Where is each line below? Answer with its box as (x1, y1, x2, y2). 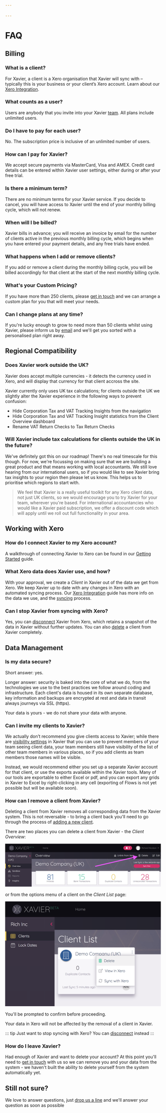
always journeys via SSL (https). (5, 700, 71, 706)
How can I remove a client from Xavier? (5, 798, 101, 804)
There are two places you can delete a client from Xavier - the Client (5, 829, 144, 835)
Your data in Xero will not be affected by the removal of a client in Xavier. (5, 1021, 153, 1026)
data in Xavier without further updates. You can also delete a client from (5, 624, 152, 630)
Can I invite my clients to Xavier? (5, 722, 85, 729)
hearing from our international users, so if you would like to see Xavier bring (5, 469, 160, 475)
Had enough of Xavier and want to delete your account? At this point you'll (5, 1054, 157, 1060)
